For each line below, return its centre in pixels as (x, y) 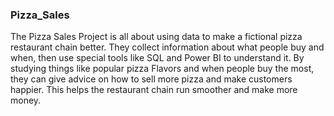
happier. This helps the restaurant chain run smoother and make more (154, 90)
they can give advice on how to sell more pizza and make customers (151, 79)
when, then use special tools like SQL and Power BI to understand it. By (157, 58)
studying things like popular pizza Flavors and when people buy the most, (162, 69)
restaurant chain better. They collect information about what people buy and (167, 47)
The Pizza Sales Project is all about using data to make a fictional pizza (156, 37)
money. (26, 100)
